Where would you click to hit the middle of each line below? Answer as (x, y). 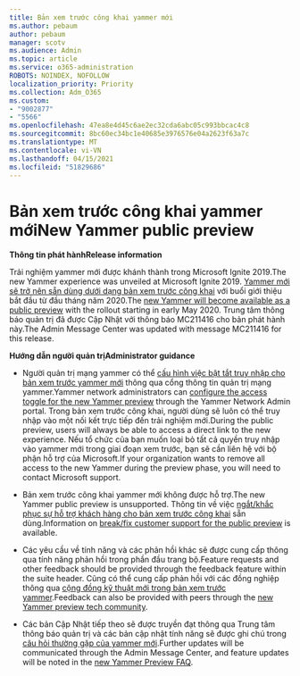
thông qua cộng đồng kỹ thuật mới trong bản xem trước (124, 588)
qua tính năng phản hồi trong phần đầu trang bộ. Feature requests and (150, 560)
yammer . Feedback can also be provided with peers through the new (148, 597)
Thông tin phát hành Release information (86, 255)
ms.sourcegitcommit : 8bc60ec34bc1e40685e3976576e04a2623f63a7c (129, 134)
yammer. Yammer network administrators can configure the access (145, 392)
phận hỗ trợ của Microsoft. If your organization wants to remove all (144, 459)
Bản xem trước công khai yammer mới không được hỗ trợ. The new (144, 495)
